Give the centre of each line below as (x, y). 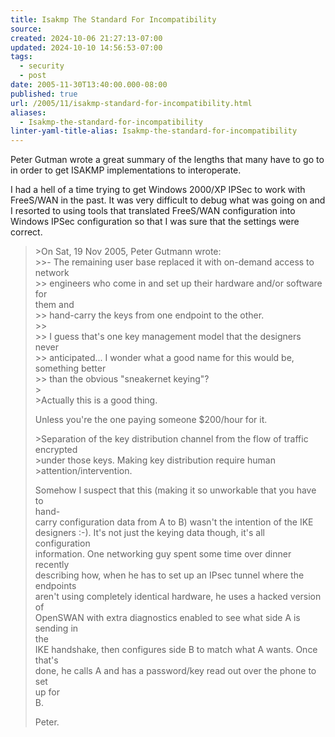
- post (33, 76)
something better (70, 368)
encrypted (56, 450)
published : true (44, 94)
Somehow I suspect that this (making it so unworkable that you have (175, 490)
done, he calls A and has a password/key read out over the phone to (175, 671)
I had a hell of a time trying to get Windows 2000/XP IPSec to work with (158, 190)
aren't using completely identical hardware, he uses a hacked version (178, 597)
